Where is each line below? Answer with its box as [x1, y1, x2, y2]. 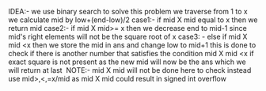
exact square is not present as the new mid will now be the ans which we [8, 57, 247, 66]
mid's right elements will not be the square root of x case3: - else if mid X [8, 32, 248, 41]
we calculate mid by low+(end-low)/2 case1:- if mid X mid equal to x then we [8, 15, 258, 25]
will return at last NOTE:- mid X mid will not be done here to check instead [8, 66, 252, 74]
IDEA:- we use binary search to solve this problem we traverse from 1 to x [8, 7, 248, 16]
